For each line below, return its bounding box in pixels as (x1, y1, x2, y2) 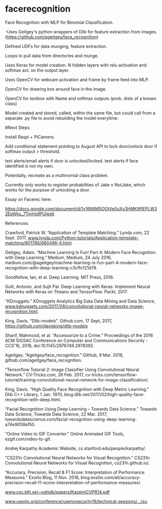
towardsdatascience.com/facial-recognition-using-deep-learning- (5, 416, 137, 422)
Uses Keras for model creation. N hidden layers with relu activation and (5, 62, 147, 68)
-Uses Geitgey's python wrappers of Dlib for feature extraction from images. (5, 29, 158, 34)
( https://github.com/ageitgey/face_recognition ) (5, 34, 99, 40)
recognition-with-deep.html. (5, 397, 61, 402)
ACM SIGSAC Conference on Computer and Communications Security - (5, 337, 148, 343)
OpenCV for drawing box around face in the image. (5, 86, 107, 92)
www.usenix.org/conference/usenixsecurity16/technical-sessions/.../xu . (5, 498, 148, 504)
